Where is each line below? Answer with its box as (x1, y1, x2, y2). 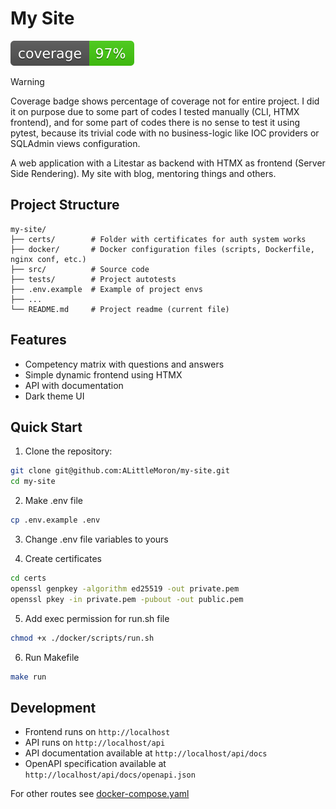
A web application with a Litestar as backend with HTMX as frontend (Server (10, 157, 326, 169)
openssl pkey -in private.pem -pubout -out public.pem (10, 594, 244, 604)
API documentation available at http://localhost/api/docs (24, 747, 268, 759)
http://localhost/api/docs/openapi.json (24, 770, 196, 781)
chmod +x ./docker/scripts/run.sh (10, 633, 155, 643)
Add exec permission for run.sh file (24, 612, 170, 624)
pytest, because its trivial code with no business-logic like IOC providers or (10, 127, 320, 139)
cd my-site (10, 477, 56, 487)
